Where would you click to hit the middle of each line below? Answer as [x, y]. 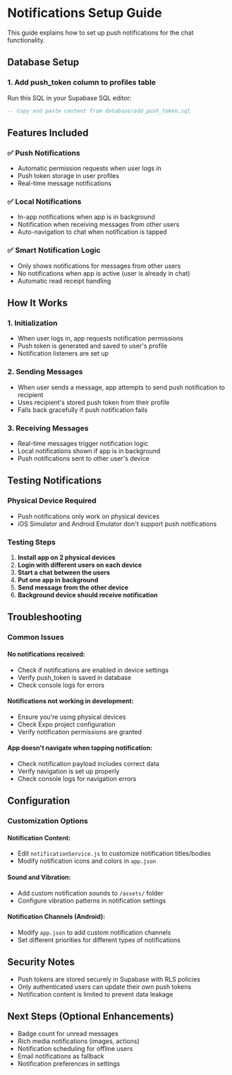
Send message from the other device [73, 587]
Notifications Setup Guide [85, 13]
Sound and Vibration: [39, 877]
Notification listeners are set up [63, 353]
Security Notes [41, 962]
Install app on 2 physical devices [66, 558]
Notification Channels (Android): [56, 917]
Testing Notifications [55, 481]
